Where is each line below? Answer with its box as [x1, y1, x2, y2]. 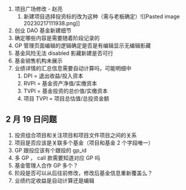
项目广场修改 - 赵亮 [14, 5, 63, 12]
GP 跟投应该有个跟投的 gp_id [14, 146, 87, 154]
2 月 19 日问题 [5, 114, 57, 125]
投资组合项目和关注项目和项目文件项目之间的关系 [14, 131, 137, 139]
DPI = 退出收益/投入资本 [23, 72, 84, 79]
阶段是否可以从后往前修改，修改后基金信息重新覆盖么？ [14, 169, 153, 177]
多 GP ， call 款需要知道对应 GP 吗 [14, 154, 101, 162]
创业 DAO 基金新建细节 [14, 27, 72, 34]
